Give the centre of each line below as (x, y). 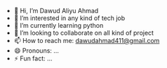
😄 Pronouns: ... (36, 51)
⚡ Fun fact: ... (33, 58)
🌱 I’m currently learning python (59, 25)
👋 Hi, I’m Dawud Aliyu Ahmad (56, 11)
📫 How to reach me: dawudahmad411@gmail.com (87, 41)
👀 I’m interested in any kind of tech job (69, 18)
